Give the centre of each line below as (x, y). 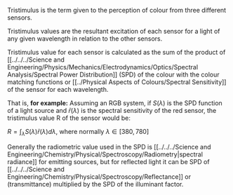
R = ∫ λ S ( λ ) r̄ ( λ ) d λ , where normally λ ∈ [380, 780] (78, 133)
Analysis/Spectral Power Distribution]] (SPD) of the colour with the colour (113, 74)
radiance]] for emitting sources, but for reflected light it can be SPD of (108, 161)
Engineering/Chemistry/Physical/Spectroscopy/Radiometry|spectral (105, 154)
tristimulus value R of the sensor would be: (69, 118)
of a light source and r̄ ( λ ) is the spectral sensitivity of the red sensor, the (112, 110)
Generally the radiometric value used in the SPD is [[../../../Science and (109, 147)
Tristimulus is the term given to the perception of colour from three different (117, 10)
